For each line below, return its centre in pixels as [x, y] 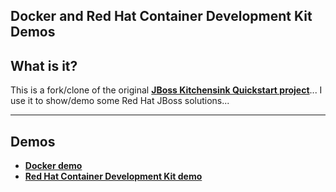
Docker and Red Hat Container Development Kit [161, 16]
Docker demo [53, 166]
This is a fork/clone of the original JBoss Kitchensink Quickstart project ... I [166, 90]
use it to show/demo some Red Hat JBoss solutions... [120, 101]
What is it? [44, 65]
